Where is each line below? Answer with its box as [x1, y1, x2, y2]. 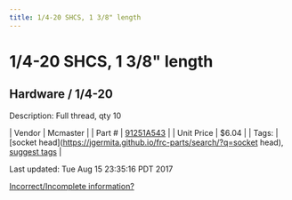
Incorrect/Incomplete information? [9, 180, 135, 191]
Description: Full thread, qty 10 [9, 110, 122, 121]
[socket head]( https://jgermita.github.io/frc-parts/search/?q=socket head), [9, 137, 284, 148]
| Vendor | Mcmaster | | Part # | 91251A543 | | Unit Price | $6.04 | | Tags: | [9, 127, 279, 138]
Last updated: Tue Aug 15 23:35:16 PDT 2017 [9, 164, 174, 174]
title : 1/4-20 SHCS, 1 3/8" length [9, 12, 142, 22]
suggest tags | [9, 146, 62, 156]
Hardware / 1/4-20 [9, 86, 113, 102]
